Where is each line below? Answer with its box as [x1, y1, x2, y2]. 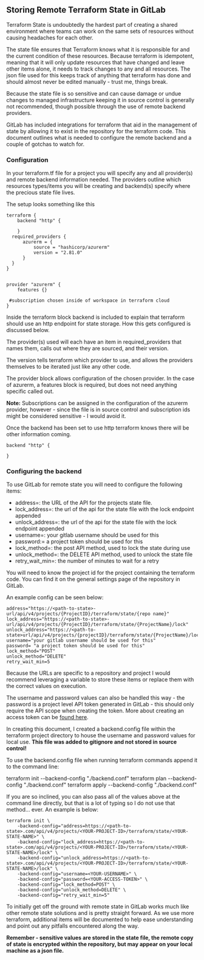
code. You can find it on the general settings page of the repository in [6, 576, 180, 583]
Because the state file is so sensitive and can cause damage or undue [6, 89, 182, 97]
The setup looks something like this [6, 201, 95, 208]
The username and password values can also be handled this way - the [6, 694, 185, 701]
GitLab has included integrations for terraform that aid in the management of [6, 121, 197, 128]
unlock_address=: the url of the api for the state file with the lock [15, 518, 177, 526]
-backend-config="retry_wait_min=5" [17, 892, 110, 899]
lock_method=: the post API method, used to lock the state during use [15, 544, 191, 552]
